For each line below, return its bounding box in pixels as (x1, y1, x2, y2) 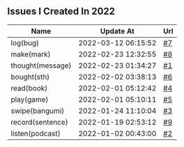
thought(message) (10, 61, 72, 70)
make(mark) (10, 49, 51, 59)
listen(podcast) (10, 128, 61, 138)
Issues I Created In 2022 (7, 6, 116, 17)
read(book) (10, 83, 48, 93)
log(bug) (10, 38, 40, 47)
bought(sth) (10, 72, 50, 82)
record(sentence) (10, 117, 68, 127)
